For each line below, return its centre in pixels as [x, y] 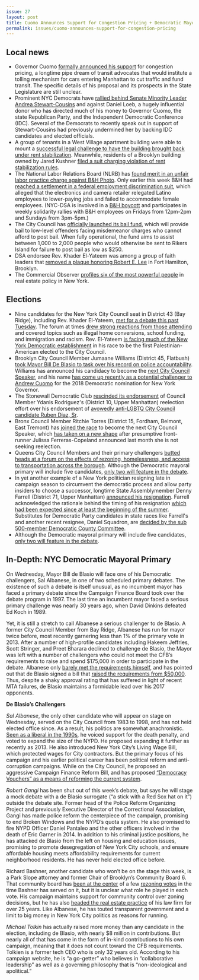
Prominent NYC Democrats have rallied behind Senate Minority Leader [101, 98]
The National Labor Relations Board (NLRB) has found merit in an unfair [102, 174]
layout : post [22, 17]
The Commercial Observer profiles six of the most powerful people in [99, 275]
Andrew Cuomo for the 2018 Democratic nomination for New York [95, 383]
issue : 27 [18, 12]
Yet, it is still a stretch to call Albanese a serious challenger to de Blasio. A [96, 623]
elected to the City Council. [73, 351]
